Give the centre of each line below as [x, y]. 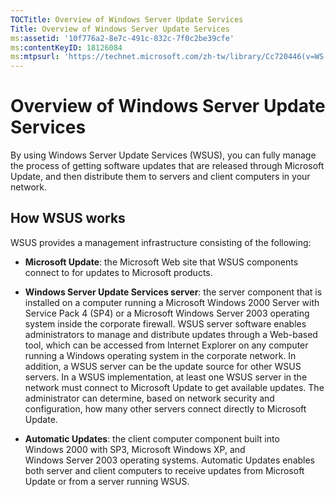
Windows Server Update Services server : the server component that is [173, 292]
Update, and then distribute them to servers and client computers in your [160, 177]
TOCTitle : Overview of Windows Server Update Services [127, 19]
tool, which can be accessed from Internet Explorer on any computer [166, 345]
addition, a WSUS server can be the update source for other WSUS [163, 366]
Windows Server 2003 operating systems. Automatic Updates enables [170, 460]
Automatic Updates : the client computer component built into [152, 438]
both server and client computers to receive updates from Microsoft [164, 470]
